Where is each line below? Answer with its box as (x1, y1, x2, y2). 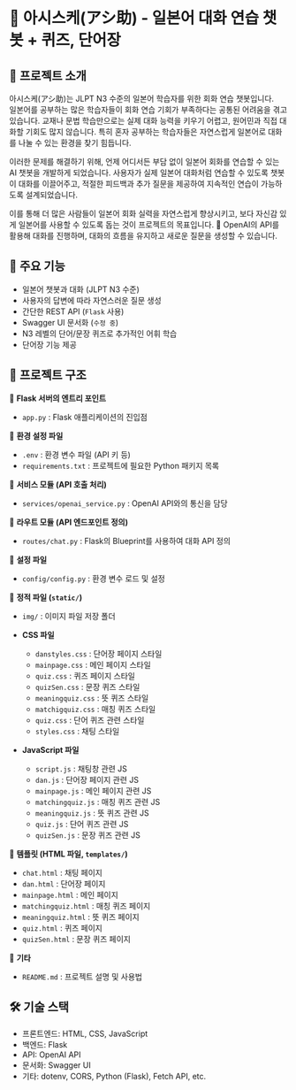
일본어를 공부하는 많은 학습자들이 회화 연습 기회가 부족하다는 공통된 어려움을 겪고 (9, 104, 288, 115)
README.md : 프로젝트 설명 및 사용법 (21, 971, 143, 982)
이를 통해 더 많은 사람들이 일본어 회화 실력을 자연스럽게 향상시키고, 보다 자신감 (9, 209, 278, 219)
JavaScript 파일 (21, 744, 80, 755)
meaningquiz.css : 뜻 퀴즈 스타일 (34, 692, 149, 703)
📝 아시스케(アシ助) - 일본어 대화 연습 (9, 8, 259, 28)
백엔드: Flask (21, 1040, 68, 1050)
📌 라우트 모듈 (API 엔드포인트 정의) (9, 517, 128, 527)
